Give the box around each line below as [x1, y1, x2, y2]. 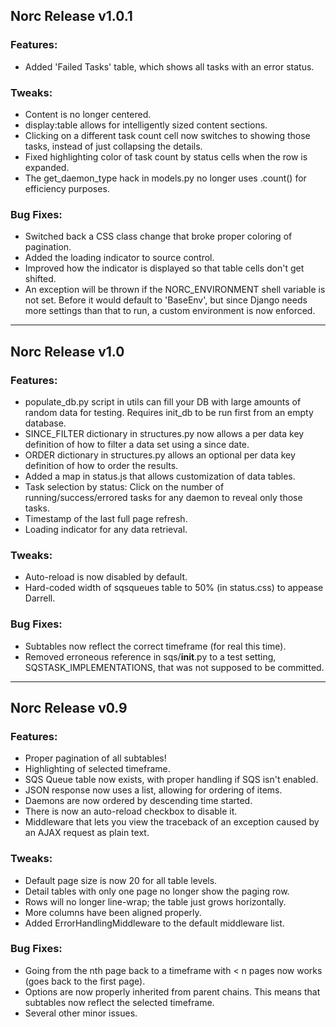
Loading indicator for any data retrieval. [24, 523, 188, 535]
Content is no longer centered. [24, 108, 152, 120]
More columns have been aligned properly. [24, 906, 202, 918]
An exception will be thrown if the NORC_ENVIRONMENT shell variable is [24, 284, 326, 296]
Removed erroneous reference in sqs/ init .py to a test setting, [24, 650, 277, 663]
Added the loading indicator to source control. [24, 252, 215, 264]
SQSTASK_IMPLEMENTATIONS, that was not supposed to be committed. [24, 661, 325, 673]
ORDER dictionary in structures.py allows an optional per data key [24, 449, 296, 461]
